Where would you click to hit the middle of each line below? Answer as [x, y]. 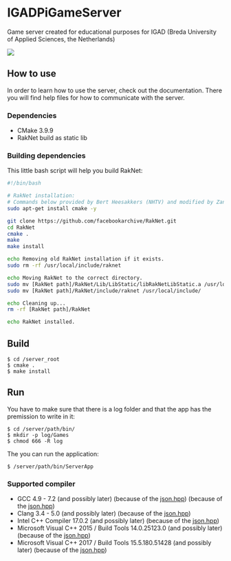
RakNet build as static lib [52, 138]
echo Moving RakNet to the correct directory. [75, 278]
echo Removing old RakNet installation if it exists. [86, 259]
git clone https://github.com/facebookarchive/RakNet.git [92, 221]
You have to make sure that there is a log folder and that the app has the [109, 409]
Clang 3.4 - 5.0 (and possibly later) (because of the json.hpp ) [104, 513]
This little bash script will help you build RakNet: [75, 171]
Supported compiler [41, 484]
